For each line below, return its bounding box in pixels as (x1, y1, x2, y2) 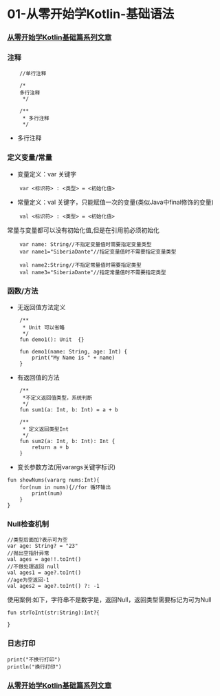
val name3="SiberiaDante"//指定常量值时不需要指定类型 (19, 269, 166, 276)
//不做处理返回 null (7, 563, 60, 571)
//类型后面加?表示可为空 (7, 537, 68, 544)
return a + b (32, 444, 69, 451)
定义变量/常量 (7, 153, 53, 163)
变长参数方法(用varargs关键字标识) (16, 463, 115, 471)
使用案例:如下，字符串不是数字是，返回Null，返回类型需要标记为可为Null (7, 595, 212, 604)
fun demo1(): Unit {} (19, 336, 85, 343)
